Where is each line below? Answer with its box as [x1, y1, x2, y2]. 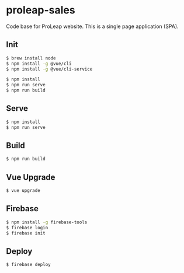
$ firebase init [6, 230, 46, 236]
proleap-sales [6, 3, 75, 17]
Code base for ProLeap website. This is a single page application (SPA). [6, 23, 179, 30]
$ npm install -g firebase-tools [6, 219, 88, 225]
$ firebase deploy [6, 262, 51, 268]
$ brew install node [6, 55, 57, 61]
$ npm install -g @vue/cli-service [6, 66, 93, 72]
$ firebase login [6, 225, 48, 230]
